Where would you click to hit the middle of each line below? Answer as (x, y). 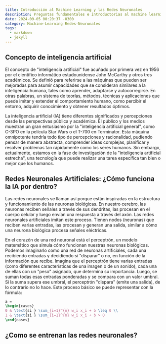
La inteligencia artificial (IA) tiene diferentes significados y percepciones (79, 116)
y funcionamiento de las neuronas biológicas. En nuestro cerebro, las (76, 204)
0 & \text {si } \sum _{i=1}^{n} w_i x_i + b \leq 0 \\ (62, 311)
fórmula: (14, 292)
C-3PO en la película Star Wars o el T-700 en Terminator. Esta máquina (77, 131)
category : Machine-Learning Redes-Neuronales (53, 24)
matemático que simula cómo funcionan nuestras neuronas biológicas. (77, 245)
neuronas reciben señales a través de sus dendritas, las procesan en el (78, 209)
